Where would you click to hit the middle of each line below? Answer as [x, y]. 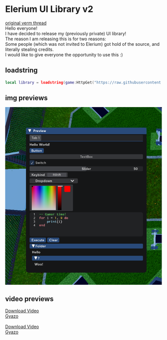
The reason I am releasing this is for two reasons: [56, 39]
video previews [29, 299]
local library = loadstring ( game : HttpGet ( [50, 82]
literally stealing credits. [29, 49]
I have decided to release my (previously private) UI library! [66, 33]
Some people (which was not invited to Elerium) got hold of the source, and [83, 44]
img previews [27, 98]
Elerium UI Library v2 [49, 9]
